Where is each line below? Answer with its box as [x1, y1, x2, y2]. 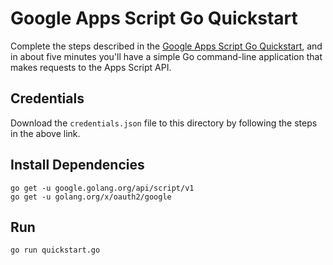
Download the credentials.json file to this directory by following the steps [10, 117, 318, 129]
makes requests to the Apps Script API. [10, 61, 172, 73]
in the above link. [10, 127, 81, 139]
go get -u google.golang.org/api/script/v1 [10, 183, 195, 193]
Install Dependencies [10, 157, 145, 174]
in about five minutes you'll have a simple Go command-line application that [10, 50, 323, 62]
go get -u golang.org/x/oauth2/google [10, 192, 172, 202]
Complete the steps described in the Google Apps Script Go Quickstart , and [10, 40, 323, 52]
